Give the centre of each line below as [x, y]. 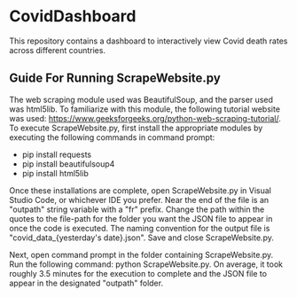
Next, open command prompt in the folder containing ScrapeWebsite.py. [141, 254]
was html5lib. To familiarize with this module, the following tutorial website [145, 109]
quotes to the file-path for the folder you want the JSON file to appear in [141, 218]
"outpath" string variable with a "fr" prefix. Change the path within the [137, 209]
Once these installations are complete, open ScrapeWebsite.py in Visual [141, 190]
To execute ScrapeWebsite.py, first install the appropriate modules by [136, 128]
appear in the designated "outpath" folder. [86, 283]
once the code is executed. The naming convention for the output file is [140, 228]
